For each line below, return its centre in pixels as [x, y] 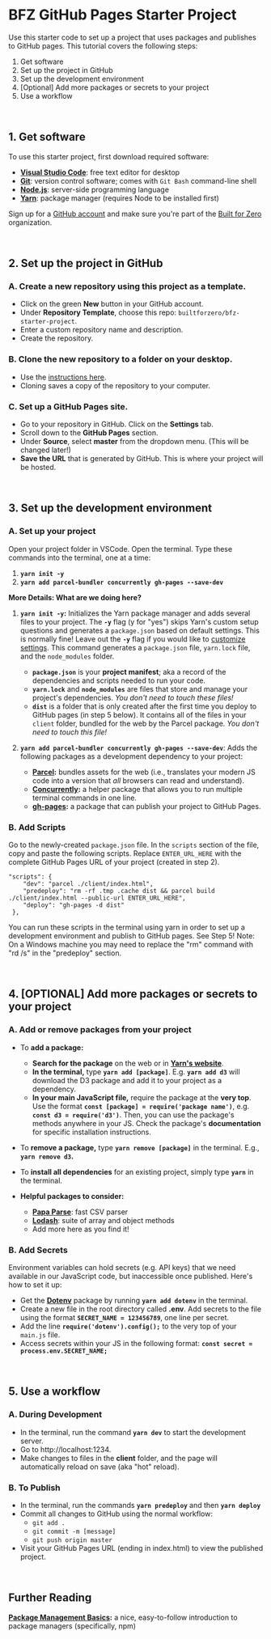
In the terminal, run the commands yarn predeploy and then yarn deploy [140, 1505]
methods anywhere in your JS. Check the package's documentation [146, 1123]
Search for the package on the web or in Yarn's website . [128, 1063]
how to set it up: [35, 1285]
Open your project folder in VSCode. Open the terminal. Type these [121, 548]
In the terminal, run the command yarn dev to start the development [133, 1432]
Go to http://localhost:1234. [66, 1449]
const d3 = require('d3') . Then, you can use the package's [133, 1115]
